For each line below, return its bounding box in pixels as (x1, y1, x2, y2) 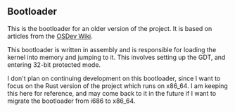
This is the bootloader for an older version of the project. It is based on (7, 24, 212, 32)
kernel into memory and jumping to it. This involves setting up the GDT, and (7, 53, 226, 61)
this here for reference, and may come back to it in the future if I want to (7, 89, 217, 97)
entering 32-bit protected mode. (7, 60, 101, 69)
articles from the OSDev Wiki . (7, 32, 93, 40)
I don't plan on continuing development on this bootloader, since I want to (7, 74, 221, 82)
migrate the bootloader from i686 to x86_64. (7, 97, 136, 105)
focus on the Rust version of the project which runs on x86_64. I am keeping (7, 81, 229, 90)
